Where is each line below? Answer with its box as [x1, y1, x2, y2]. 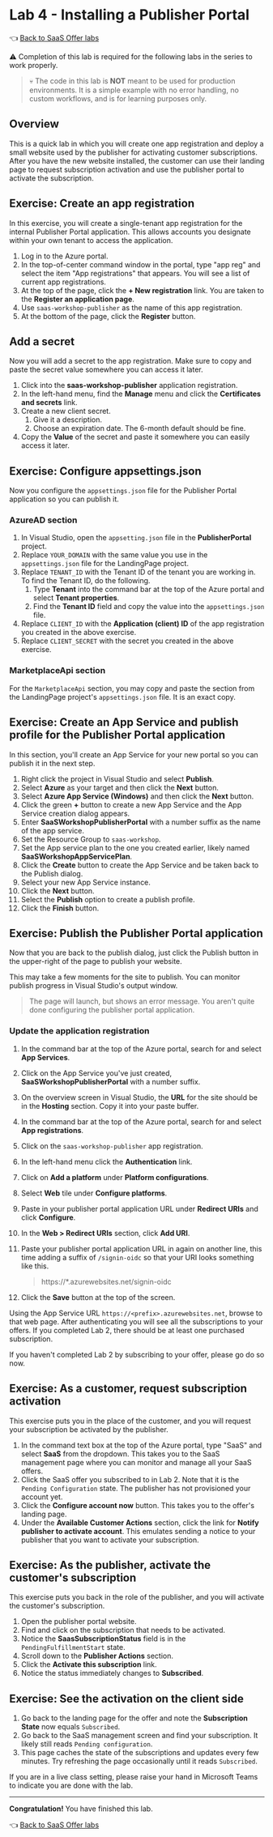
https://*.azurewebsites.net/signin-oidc [41, 1277, 172, 1286]
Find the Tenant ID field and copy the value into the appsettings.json [32, 602, 265, 612]
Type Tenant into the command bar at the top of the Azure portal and [32, 585, 265, 595]
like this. [20, 1261, 49, 1271]
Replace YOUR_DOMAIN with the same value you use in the [20, 550, 208, 560]
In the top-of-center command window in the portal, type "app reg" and [20, 259, 261, 269]
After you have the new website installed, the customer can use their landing [9, 156, 265, 165]
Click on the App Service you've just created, [20, 1068, 173, 1078]
